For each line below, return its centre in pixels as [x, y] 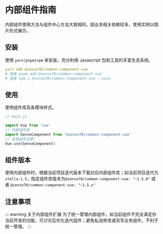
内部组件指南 [31, 10]
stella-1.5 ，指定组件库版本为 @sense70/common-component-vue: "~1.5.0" [78, 179]
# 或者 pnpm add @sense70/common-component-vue [54, 74]
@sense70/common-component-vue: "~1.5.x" [53, 185]
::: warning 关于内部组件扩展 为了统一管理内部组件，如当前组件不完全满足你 [81, 214]
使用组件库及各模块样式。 [31, 107]
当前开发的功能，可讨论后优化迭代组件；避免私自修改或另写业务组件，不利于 [82, 220]
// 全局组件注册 [19, 139]
